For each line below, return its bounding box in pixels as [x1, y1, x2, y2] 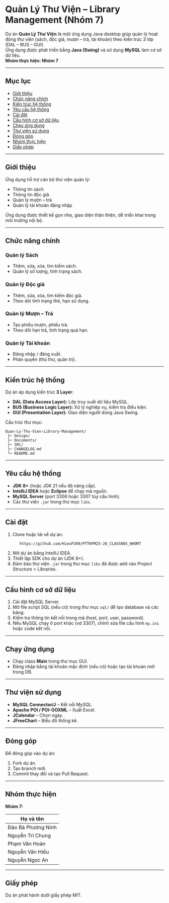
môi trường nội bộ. [5, 217, 44, 223]
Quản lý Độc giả [5, 281, 45, 288]
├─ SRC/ [7, 442, 24, 447]
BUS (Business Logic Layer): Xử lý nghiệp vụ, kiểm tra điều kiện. [12, 404, 147, 410]
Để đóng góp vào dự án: [5, 750, 55, 756]
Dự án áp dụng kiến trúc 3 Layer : [5, 389, 74, 395]
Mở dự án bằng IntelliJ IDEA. [12, 550, 72, 556]
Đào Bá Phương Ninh [8, 824, 57, 831]
